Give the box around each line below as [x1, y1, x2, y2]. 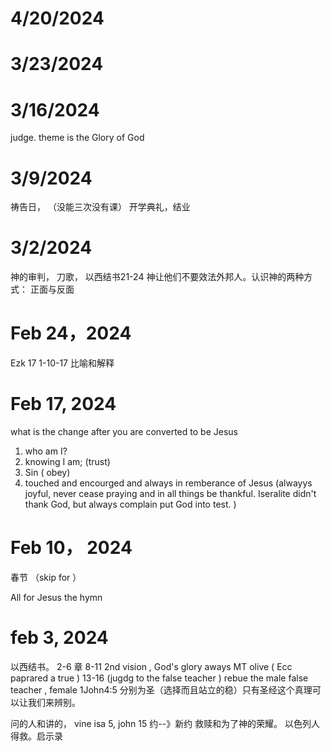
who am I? [24, 445, 68, 457]
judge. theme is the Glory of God [10, 132, 145, 144]
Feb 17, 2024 [10, 393, 117, 416]
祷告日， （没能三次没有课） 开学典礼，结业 [10, 201, 191, 213]
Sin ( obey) [24, 467, 71, 479]
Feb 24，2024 [10, 322, 132, 345]
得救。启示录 [10, 730, 63, 742]
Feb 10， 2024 [10, 537, 133, 559]
